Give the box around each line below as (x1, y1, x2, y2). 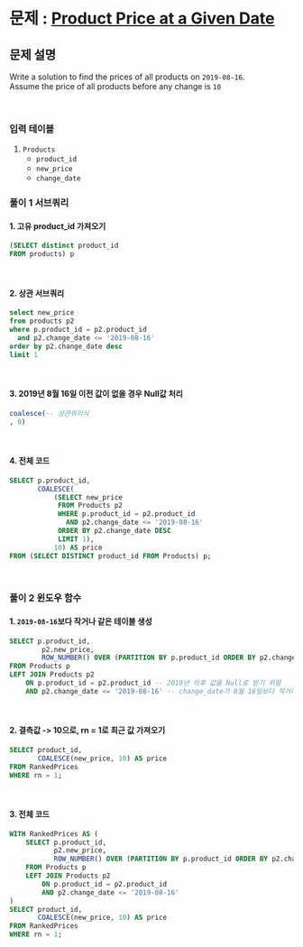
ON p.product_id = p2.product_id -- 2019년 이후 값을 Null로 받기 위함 (25, 678, 281, 688)
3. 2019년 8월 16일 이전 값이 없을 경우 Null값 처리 (9, 389, 183, 400)
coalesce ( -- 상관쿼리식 (9, 409, 89, 418)
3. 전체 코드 (9, 809, 50, 820)
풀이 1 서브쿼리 (9, 197, 69, 209)
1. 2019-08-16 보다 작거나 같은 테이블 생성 (9, 616, 153, 627)
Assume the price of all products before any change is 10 (9, 81, 222, 91)
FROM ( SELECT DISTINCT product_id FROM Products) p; (9, 551, 212, 560)
